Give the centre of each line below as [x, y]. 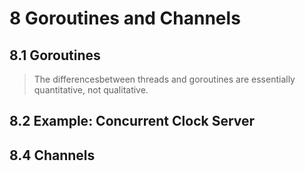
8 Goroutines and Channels [125, 18]
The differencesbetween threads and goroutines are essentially [164, 79]
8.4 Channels [52, 155]
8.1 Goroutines [55, 55]
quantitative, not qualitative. [91, 90]
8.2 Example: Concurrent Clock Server [132, 121]
